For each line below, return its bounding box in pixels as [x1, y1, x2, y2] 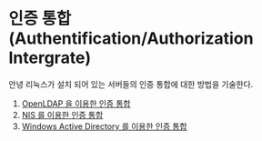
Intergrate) [8, 47, 92, 68]
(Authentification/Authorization [8, 28, 254, 49]
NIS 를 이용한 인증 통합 [21, 109, 104, 120]
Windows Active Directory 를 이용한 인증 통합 [21, 120, 187, 132]
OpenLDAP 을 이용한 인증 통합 [21, 97, 131, 109]
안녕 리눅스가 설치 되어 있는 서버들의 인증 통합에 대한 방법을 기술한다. [8, 78, 254, 89]
